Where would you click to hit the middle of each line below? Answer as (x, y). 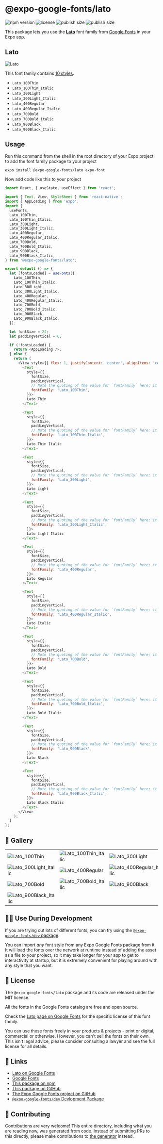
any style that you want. (29, 965)
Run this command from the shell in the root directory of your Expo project (79, 156)
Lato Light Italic (45, 534)
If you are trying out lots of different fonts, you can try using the (69, 930)
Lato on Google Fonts (33, 1073)
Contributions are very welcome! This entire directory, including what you (78, 1126)
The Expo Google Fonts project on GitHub (54, 1094)
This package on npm (34, 1083)
